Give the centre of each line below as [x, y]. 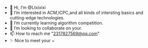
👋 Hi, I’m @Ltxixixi [28, 8]
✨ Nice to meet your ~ [32, 40]
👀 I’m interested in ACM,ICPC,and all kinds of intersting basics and [76, 13]
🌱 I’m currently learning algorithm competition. [56, 23]
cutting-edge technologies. [37, 18]
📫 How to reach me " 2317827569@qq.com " [54, 33]
